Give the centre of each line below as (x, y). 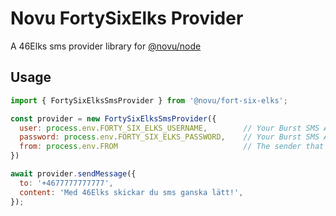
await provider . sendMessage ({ (73, 174)
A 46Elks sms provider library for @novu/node (106, 46)
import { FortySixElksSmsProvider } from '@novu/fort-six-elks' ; (149, 100)
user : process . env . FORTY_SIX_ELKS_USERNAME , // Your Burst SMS (169, 128)
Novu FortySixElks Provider (127, 18)
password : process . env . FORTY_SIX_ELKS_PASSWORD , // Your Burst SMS (169, 137)
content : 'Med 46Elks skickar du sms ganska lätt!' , (131, 192)
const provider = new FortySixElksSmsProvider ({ (113, 118)
